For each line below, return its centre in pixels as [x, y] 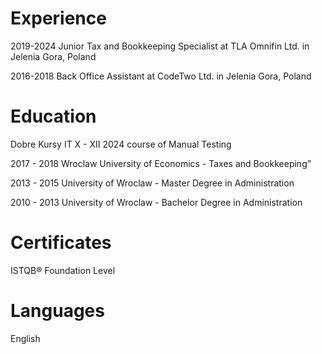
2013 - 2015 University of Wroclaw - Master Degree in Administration [152, 183]
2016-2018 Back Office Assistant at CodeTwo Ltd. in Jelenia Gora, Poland [161, 76]
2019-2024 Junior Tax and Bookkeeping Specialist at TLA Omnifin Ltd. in [160, 46]
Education [53, 116]
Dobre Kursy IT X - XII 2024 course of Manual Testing [121, 144]
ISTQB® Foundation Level [63, 270]
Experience [58, 18]
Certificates [61, 243]
